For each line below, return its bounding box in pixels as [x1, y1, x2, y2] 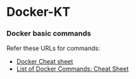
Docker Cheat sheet [16, 58, 73, 66]
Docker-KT [6, 4, 71, 20]
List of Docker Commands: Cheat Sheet [16, 65, 129, 73]
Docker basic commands [6, 29, 91, 38]
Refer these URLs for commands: [6, 44, 100, 52]
